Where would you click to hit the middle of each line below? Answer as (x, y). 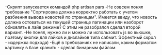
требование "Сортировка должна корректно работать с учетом (72, 12)
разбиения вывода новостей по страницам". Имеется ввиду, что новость (81, 17)
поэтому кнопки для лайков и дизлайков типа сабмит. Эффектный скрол (81, 37)
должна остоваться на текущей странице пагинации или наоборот (74, 22)
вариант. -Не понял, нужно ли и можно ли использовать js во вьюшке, (78, 32)
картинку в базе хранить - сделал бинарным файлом (60, 48)
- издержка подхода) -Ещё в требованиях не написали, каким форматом (81, 42)
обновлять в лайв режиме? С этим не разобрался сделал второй (73, 27)
